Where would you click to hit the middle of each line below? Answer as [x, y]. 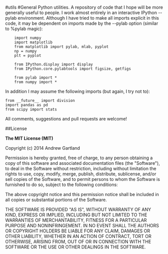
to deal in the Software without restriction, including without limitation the [81, 169]
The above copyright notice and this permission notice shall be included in [82, 194]
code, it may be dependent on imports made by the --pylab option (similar [82, 23]
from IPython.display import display [54, 65]
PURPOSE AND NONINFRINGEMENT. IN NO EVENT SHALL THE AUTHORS [82, 226]
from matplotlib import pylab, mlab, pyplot [61, 47]
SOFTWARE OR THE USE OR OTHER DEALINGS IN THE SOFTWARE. [75, 247]
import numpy [28, 38]
